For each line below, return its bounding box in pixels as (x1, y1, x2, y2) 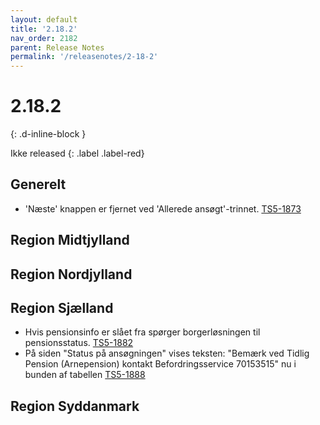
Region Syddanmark (10, 397, 140, 415)
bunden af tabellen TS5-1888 (24, 369, 146, 381)
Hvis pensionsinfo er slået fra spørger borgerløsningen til (24, 326, 261, 338)
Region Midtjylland (10, 232, 130, 249)
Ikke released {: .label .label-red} (10, 147, 145, 160)
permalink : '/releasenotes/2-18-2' (10, 52, 159, 62)
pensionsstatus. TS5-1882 (24, 337, 134, 349)
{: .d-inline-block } (10, 128, 87, 140)
